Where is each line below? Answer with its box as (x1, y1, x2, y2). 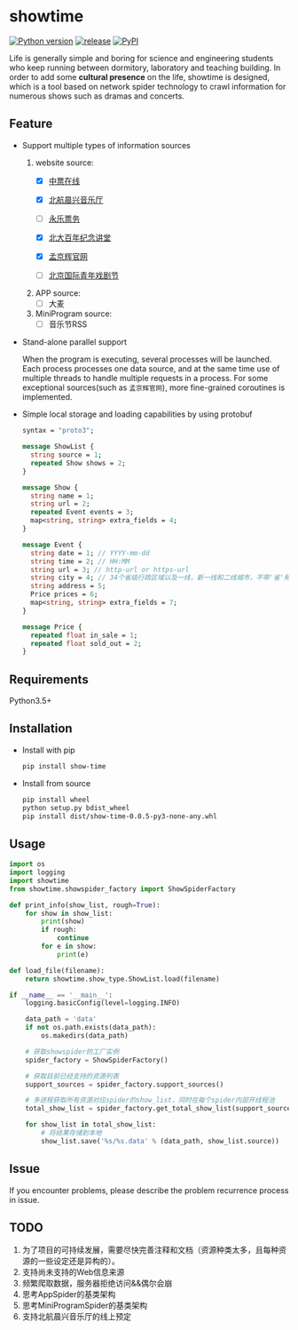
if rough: (41, 926, 77, 935)
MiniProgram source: (35, 308, 113, 319)
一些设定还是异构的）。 (37, 1255, 120, 1267)
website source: (35, 157, 95, 168)
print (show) (41, 917, 86, 926)
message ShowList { (21, 442, 95, 451)
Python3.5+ (9, 696, 52, 706)
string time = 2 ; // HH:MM (30, 557, 130, 566)
